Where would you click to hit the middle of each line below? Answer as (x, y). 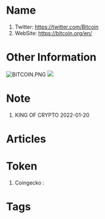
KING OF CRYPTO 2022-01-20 (52, 115)
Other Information (51, 57)
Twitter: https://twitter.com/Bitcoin (57, 27)
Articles (26, 139)
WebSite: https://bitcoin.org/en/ (53, 33)
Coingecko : (29, 183)
